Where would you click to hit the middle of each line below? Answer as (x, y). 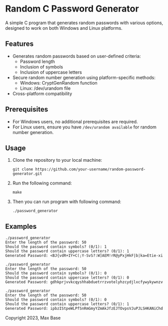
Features (19, 44)
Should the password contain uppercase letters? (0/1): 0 (67, 278)
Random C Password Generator (72, 9)
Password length (37, 61)
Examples (21, 226)
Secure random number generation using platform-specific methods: (84, 77)
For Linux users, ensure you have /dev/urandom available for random (85, 127)
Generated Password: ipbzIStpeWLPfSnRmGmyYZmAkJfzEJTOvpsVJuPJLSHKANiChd (84, 309)
